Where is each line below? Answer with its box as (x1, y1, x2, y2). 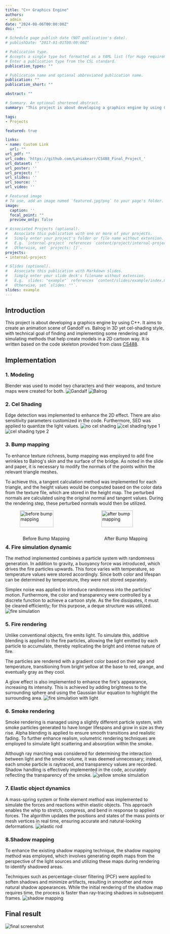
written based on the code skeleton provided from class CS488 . (5, 341, 139, 348)
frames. (5, 895, 22, 901)
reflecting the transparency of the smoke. (5, 772, 92, 778)
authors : (5, 12, 24, 17)
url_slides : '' (5, 175, 37, 180)
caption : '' (10, 207, 35, 213)
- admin (5, 17, 22, 22)
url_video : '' (5, 185, 35, 190)
